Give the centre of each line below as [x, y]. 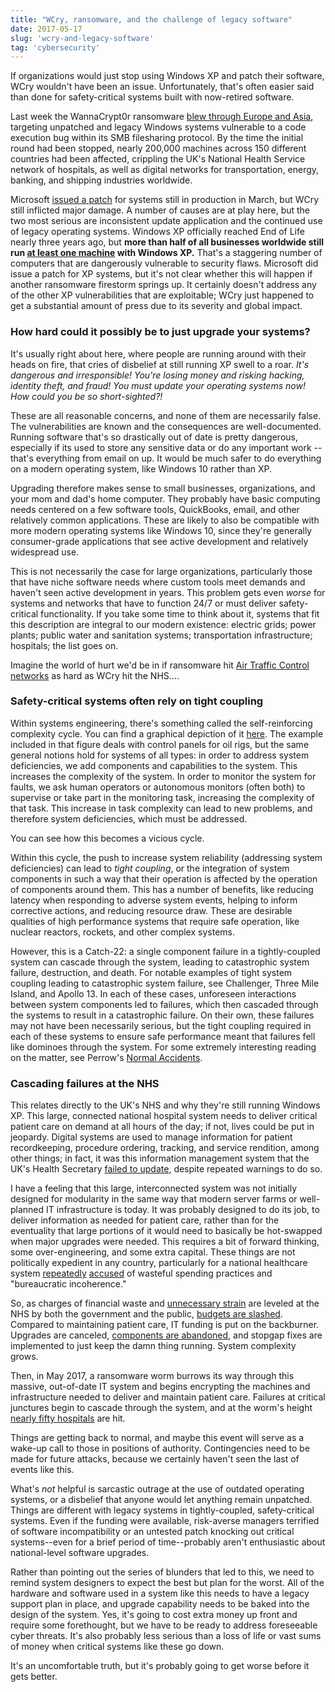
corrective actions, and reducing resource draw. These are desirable [151, 910]
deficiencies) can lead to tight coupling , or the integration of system [150, 868]
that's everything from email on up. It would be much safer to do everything [166, 458]
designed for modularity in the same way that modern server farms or [154, 1199]
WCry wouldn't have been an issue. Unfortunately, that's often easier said [162, 87]
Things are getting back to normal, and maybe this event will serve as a [157, 1438]
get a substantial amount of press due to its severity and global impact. [156, 306]
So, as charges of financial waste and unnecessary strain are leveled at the [165, 1303]
